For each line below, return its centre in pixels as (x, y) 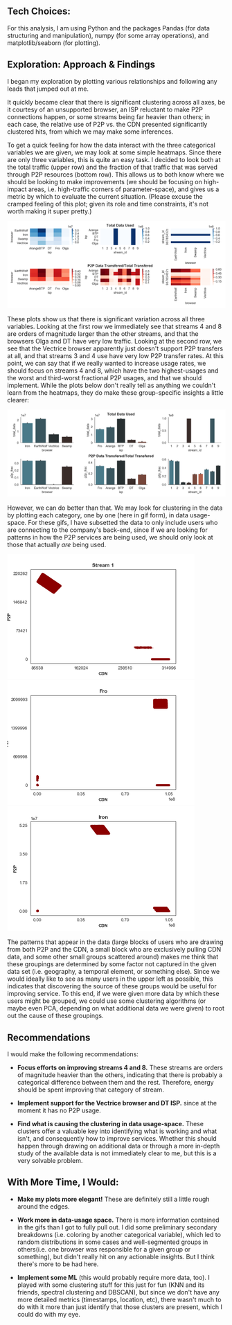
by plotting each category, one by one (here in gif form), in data (98, 515)
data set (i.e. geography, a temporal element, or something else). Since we (114, 972)
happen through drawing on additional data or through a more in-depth (118, 1146)
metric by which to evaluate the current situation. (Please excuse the (105, 196)
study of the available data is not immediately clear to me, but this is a (117, 1153)
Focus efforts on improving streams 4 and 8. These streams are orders (120, 1068)
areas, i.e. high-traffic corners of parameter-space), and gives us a (124, 189)
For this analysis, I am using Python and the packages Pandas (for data (108, 28)
